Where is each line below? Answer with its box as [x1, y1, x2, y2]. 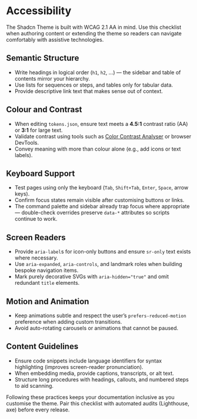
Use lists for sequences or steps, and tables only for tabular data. [14, 81, 173, 88]
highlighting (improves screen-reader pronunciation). [14, 363, 143, 370]
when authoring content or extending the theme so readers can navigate [6, 29, 182, 36]
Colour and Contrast [6, 105, 82, 115]
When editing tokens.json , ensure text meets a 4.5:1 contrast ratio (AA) [14, 120, 188, 127]
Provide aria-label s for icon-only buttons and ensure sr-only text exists [14, 248, 191, 255]
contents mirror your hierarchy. [14, 75, 90, 82]
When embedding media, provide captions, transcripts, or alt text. [14, 370, 175, 377]
